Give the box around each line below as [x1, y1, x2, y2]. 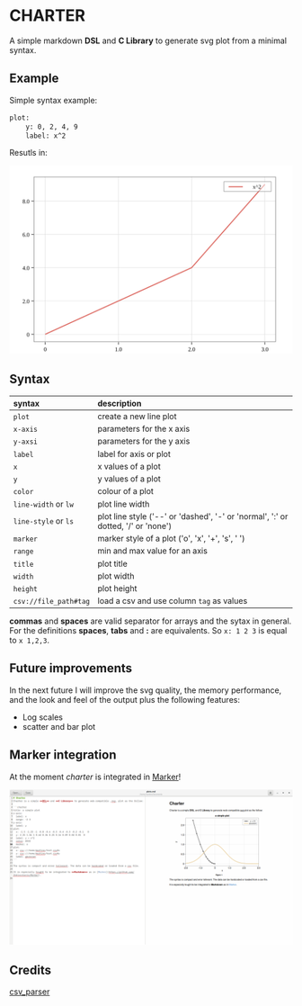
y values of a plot [97, 473, 162, 484]
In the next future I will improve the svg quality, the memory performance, [9, 685, 282, 696]
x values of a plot [97, 461, 161, 472]
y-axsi [13, 437, 38, 446]
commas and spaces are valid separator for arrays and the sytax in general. [9, 615, 292, 626]
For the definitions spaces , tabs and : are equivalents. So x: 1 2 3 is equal [9, 624, 288, 635]
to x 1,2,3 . [9, 634, 49, 645]
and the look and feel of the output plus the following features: [9, 694, 241, 705]
